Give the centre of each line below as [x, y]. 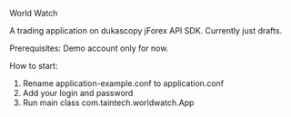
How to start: [34, 66]
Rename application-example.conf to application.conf [123, 83]
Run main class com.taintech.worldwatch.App [108, 102]
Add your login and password [78, 93]
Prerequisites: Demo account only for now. [89, 48]
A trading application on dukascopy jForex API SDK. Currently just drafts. [146, 30]
